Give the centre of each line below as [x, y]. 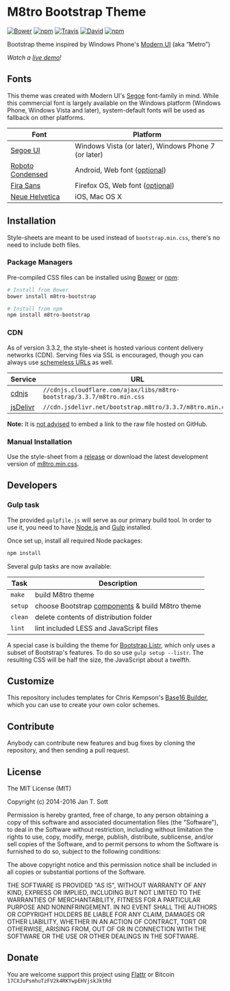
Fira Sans [26, 185]
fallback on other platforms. [46, 117]
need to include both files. [44, 245]
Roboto [22, 165]
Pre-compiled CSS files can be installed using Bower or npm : [93, 277]
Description [118, 583]
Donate [23, 958]
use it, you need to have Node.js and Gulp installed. [80, 527]
